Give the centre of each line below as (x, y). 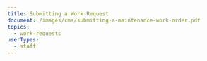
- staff (25, 46)
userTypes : (23, 40)
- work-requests (37, 33)
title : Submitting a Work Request (58, 14)
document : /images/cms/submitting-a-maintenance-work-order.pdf (104, 20)
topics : (19, 27)
